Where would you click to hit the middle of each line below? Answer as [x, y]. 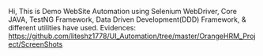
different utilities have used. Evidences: [72, 28]
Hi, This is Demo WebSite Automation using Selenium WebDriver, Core [122, 11]
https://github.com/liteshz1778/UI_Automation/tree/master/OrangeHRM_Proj [132, 36]
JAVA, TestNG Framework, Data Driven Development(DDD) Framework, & [127, 19]
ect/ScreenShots [36, 44]
